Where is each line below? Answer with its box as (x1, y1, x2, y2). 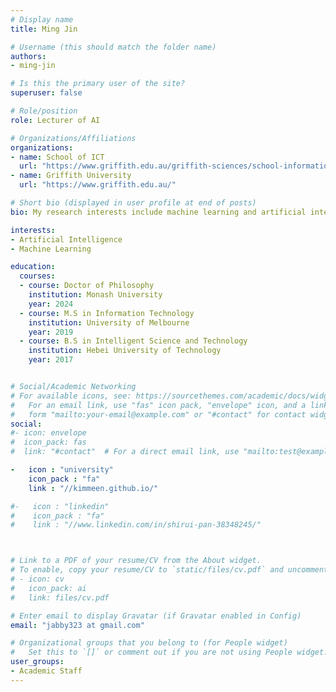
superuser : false (10, 88, 83, 98)
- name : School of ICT (10, 152, 105, 162)
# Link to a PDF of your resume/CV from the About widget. (10, 556, 262, 566)
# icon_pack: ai (10, 583, 87, 593)
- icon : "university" (10, 465, 114, 475)
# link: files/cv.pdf (10, 592, 110, 603)
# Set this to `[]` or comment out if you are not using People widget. (10, 647, 329, 658)
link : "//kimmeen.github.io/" (28, 483, 159, 493)
